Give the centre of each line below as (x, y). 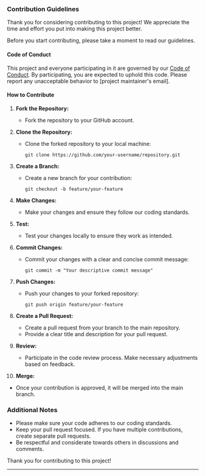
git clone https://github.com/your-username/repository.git (102, 155)
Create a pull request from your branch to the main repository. (102, 328)
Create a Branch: (37, 166)
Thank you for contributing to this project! (59, 460)
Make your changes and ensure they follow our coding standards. (107, 212)
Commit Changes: (39, 247)
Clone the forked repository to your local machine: (88, 143)
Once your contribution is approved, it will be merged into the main (99, 387)
